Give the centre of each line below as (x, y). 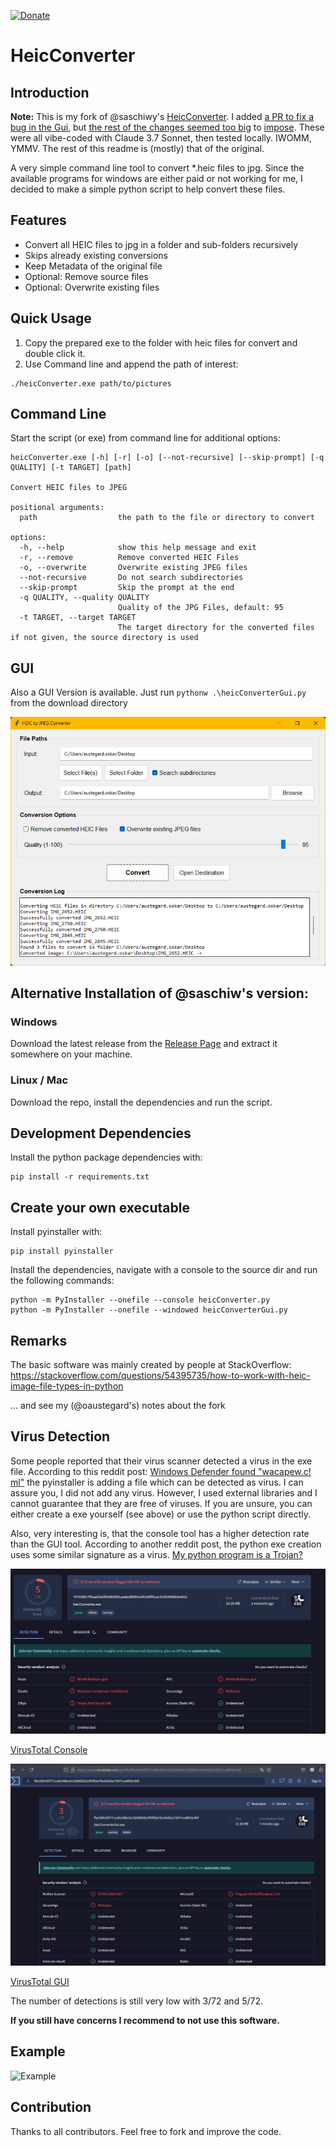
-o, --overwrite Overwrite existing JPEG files (133, 568)
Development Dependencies (101, 1133)
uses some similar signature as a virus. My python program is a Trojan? (157, 1554)
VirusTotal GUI (40, 1982)
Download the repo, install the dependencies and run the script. (141, 1102)
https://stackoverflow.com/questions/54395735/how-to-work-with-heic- (160, 1376)
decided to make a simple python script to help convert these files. (148, 189)
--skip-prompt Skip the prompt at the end (127, 588)
